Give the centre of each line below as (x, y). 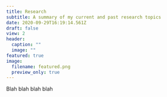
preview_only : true (36, 72)
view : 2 (16, 34)
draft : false (22, 28)
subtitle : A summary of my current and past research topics (84, 17)
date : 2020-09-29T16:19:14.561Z (46, 22)
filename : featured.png (41, 67)
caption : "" (27, 45)
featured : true (25, 56)
